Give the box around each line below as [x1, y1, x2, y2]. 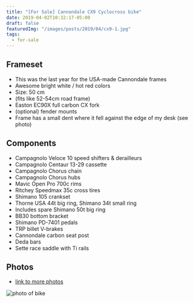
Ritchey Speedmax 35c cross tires [15, 186, 101, 194]
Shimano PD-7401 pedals [15, 219, 78, 226]
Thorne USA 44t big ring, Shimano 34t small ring [15, 199, 137, 207]
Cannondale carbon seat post [15, 231, 89, 239]
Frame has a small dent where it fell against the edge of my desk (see [15, 114, 189, 121]
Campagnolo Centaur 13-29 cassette [15, 161, 107, 168]
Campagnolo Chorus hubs [15, 173, 80, 181]
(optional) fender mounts [15, 107, 77, 115]
